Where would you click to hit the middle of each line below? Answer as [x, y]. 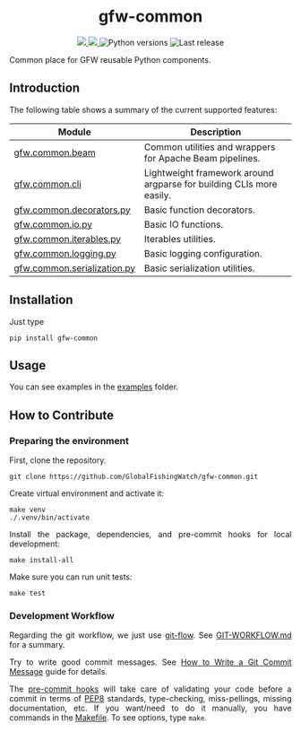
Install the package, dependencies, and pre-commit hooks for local [150, 535]
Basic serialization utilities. [199, 268]
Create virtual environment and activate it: [86, 493]
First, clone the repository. [58, 460]
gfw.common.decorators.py [73, 210]
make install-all [42, 561]
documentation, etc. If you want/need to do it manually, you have [150, 708]
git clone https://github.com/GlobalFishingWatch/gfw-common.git [133, 477]
